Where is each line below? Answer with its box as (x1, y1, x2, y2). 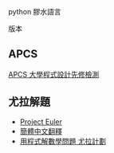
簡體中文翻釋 (19, 126, 62, 135)
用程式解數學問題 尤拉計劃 (19, 136, 106, 146)
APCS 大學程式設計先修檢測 (8, 69, 100, 79)
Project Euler (19, 116, 62, 126)
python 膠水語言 (8, 7, 61, 16)
